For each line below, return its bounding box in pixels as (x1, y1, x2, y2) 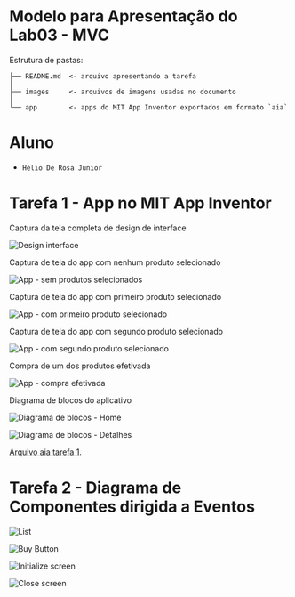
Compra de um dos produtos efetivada (9, 360, 151, 371)
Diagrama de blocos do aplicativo (9, 394, 132, 406)
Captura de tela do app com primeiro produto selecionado (9, 291, 222, 302)
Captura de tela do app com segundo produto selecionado (9, 326, 224, 336)
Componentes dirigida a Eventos (9, 496, 256, 517)
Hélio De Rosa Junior (21, 163, 102, 173)
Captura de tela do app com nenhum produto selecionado (9, 256, 221, 268)
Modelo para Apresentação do (9, 6, 238, 27)
